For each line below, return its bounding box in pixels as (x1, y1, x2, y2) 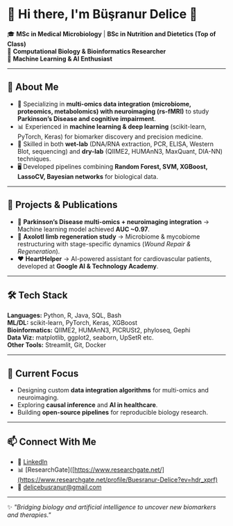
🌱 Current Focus (7, 367, 79, 379)
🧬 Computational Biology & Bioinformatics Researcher (7, 47, 166, 55)
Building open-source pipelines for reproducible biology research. (17, 408, 208, 417)
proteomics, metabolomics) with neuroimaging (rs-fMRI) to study (17, 107, 209, 115)
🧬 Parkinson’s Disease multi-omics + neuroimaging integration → (17, 217, 209, 225)
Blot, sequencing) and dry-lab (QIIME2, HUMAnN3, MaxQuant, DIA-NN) (17, 147, 223, 155)
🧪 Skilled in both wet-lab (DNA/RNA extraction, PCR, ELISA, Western (17, 139, 214, 148)
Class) (7, 40, 26, 48)
